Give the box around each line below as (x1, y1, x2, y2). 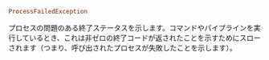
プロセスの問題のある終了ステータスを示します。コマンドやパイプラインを (8, 22, 255, 32)
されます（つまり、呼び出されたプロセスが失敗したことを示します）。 (8, 42, 237, 52)
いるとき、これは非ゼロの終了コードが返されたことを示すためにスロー (29, 33, 261, 42)
